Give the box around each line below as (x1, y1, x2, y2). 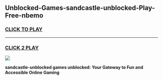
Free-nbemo (5, 12, 44, 20)
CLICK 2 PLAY (5, 44, 39, 51)
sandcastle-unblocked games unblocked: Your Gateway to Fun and (5, 64, 144, 70)
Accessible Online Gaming (5, 69, 60, 75)
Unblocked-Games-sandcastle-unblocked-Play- (5, 4, 155, 12)
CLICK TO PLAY (5, 26, 43, 33)
